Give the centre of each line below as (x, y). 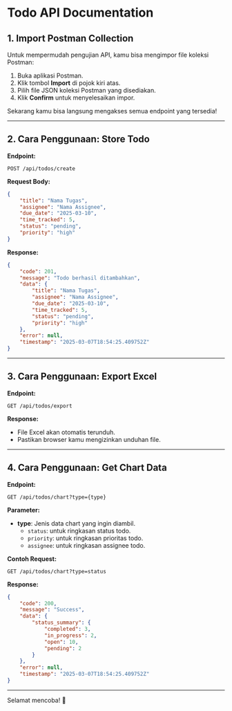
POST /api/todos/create (41, 168)
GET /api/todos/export (40, 406)
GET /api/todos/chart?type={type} (57, 497)
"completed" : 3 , (67, 629)
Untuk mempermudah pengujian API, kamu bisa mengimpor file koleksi (108, 55)
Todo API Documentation (80, 13)
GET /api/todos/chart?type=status (57, 571)
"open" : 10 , (61, 642)
